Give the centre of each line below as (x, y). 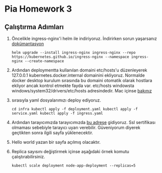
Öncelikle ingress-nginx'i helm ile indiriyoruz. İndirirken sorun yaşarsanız (84, 38)
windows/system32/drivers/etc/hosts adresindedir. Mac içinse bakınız (82, 91)
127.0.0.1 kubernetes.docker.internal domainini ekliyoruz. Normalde (78, 75)
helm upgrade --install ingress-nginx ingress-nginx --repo (73, 52)
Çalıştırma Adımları (34, 27)
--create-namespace (44, 61)
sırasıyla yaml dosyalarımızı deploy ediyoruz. (56, 100)
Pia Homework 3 (38, 9)
